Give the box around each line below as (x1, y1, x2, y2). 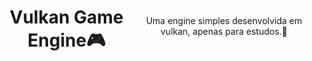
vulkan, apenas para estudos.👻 (160, 26, 288, 37)
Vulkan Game (9, 6, 124, 29)
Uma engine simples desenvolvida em (145, 15, 303, 26)
